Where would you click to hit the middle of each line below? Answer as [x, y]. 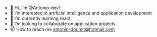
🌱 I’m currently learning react [40, 18]
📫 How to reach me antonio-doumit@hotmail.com [62, 29]
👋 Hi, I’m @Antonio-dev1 [35, 8]
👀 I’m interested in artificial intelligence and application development [81, 13]
